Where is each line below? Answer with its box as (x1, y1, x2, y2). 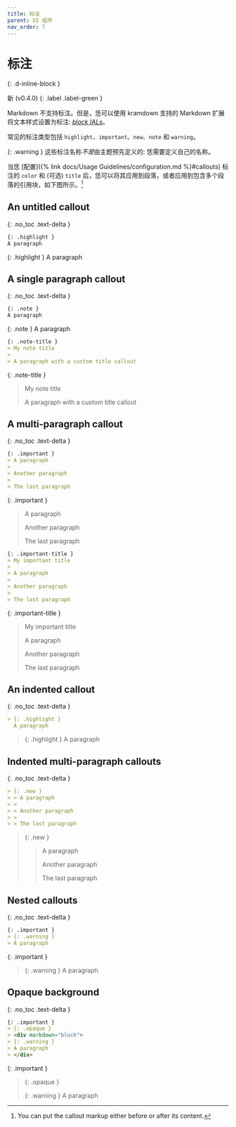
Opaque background (7, 986, 100, 998)
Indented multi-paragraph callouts (7, 755, 162, 767)
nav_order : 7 (7, 23, 46, 30)
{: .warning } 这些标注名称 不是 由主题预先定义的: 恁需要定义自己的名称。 (7, 148, 215, 156)
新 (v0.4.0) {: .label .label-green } (7, 94, 103, 103)
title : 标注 (7, 10, 40, 18)
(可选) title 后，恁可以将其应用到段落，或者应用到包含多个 (46, 172, 218, 180)
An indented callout (7, 683, 96, 696)
